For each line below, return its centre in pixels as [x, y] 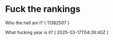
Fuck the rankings [43, 9]
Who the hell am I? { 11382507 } [37, 23]
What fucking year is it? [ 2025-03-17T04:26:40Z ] [57, 32]
